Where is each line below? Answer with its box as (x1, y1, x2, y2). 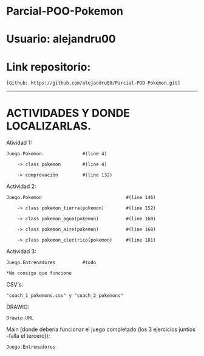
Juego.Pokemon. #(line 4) (6, 151, 107, 157)
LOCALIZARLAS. (6, 119, 92, 133)
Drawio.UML (6, 315, 34, 321)
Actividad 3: (6, 248, 36, 255)
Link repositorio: (6, 60, 91, 74)
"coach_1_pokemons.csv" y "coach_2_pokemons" (6, 293, 123, 299)
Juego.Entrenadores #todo (6, 260, 97, 266)
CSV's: (6, 281, 24, 288)
